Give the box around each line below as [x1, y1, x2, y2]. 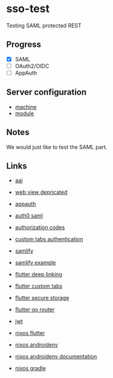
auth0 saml [15, 212, 44, 219]
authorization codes [15, 224, 65, 231]
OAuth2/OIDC [15, 62, 50, 70]
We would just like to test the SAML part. [6, 143, 108, 150]
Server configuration [6, 87, 87, 98]
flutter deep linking [15, 271, 62, 278]
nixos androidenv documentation [15, 353, 97, 360]
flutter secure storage [15, 294, 69, 302]
